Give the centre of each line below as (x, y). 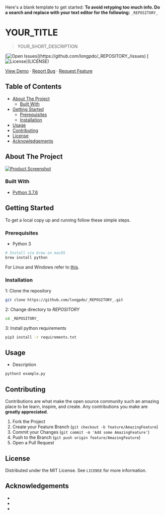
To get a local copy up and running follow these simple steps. (68, 220)
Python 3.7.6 (25, 192)
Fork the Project (29, 422)
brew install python (27, 257)
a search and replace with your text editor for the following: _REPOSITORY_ (82, 12)
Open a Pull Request (33, 443)
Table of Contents (34, 87)
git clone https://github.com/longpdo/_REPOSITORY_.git (64, 300)
